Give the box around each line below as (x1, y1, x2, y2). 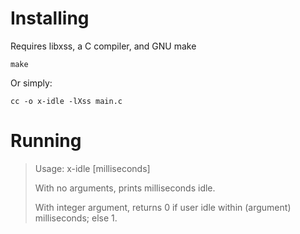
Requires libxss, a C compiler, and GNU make (10, 40, 197, 52)
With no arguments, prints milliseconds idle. (34, 182, 216, 194)
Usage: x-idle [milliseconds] (34, 162, 151, 174)
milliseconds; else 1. (34, 212, 118, 224)
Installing (10, 7, 90, 30)
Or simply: (10, 77, 53, 89)
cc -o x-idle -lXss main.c (10, 96, 123, 106)
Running (10, 130, 82, 152)
